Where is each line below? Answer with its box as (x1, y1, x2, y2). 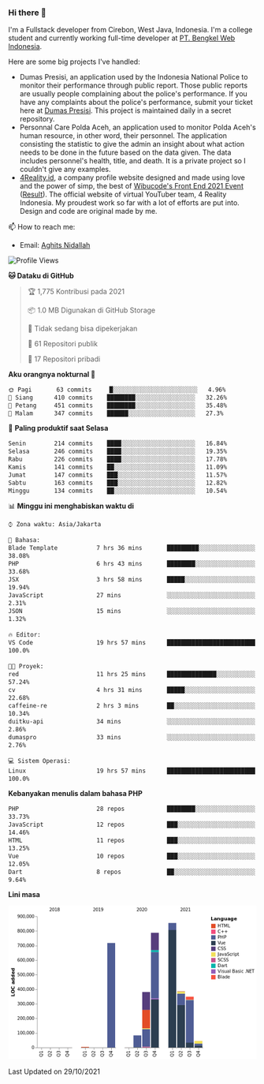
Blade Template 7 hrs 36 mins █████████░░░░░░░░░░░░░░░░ (8, 544, 256, 552)
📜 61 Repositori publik (27, 339, 99, 349)
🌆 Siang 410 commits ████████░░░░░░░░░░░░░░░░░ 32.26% (8, 394, 227, 402)
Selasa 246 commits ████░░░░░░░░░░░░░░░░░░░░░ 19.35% (8, 447, 227, 456)
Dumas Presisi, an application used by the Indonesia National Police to (19, 73, 248, 82)
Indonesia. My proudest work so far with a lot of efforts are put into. (19, 198, 240, 207)
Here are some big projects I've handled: (8, 57, 140, 66)
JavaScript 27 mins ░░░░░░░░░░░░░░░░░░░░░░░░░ (8, 592, 256, 600)
